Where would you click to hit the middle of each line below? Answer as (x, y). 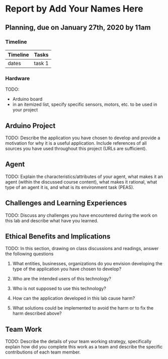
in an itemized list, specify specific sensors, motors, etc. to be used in (85, 104)
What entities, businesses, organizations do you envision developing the (87, 264)
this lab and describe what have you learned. (52, 220)
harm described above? (37, 314)
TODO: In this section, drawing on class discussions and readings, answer (82, 249)
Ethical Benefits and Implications (58, 236)
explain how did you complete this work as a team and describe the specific (84, 347)
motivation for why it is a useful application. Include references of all (76, 143)
